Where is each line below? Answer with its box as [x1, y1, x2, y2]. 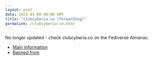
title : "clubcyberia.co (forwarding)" [5, 16, 86, 21]
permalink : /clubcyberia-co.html [5, 21, 75, 26]
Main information [12, 44, 48, 50]
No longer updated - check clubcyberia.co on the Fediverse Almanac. [5, 35, 149, 41]
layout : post [5, 7, 33, 12]
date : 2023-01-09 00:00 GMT [5, 12, 64, 17]
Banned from [12, 50, 40, 56]
